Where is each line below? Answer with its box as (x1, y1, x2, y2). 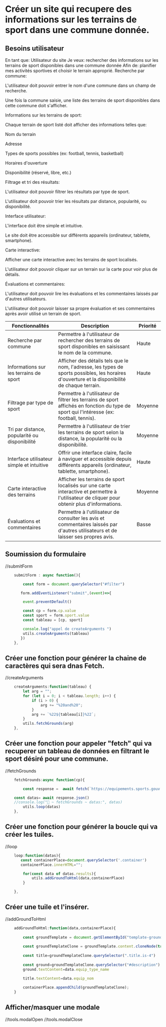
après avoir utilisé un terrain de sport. (5, 311, 82, 317)
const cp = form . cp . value (23, 609, 77, 614)
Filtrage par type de (7, 399, 53, 406)
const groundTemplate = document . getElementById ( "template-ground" (23, 935, 165, 940)
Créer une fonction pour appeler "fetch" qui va (5, 739, 152, 748)
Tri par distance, (7, 426, 45, 433)
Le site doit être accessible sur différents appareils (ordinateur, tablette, (5, 232, 151, 238)
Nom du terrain (5, 131, 36, 137)
